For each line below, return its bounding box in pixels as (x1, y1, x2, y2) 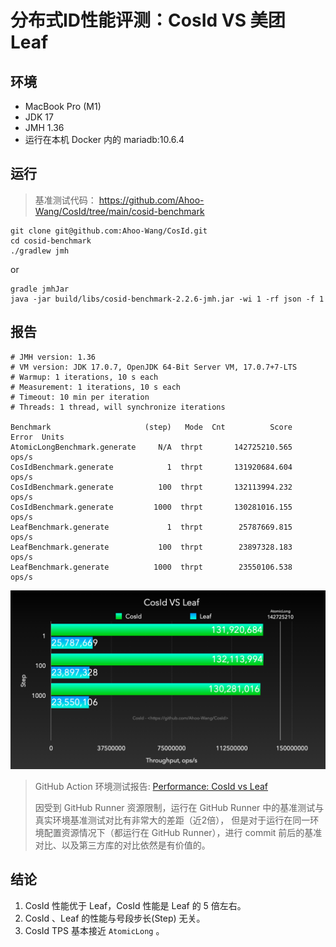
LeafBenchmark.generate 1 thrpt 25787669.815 (10, 522, 293, 532)
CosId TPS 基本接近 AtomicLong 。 (24, 924, 165, 936)
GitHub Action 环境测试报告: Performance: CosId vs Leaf (34, 781, 269, 793)
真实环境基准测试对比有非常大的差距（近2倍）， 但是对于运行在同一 (34, 814, 311, 826)
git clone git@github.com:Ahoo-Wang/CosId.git (10, 226, 208, 236)
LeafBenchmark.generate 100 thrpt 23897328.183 (10, 542, 293, 552)
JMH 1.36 (24, 122, 65, 133)
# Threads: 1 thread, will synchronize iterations (10, 402, 226, 412)
